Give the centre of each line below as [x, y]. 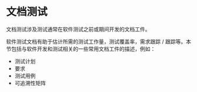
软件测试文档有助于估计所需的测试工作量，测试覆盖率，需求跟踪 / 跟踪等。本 [98, 41]
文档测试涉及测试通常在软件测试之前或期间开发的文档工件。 [78, 29]
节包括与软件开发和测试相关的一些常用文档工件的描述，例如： [81, 49]
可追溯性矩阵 [30, 83]
